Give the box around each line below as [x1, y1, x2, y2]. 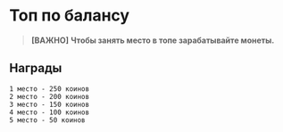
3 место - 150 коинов [9, 100, 90, 109]
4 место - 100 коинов [9, 108, 90, 117]
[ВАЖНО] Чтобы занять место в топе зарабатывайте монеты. [30, 35, 275, 45]
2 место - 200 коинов [9, 92, 90, 101]
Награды [9, 61, 62, 76]
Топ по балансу [9, 5, 130, 26]
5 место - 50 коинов [9, 115, 87, 125]
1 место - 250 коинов [9, 84, 90, 94]
